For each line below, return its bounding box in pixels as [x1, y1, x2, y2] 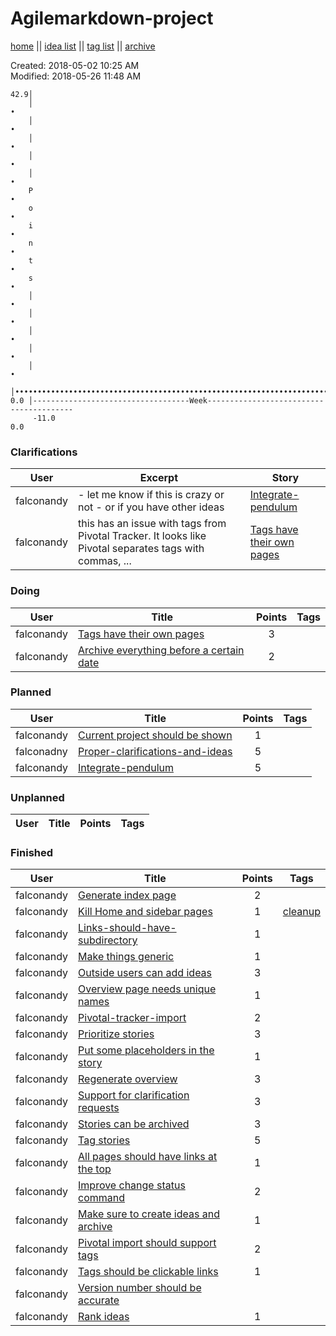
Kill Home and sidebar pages [78, 905, 213, 919]
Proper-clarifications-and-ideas [78, 744, 233, 758]
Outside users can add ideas [78, 966, 213, 980]
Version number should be [78, 1281, 202, 1295]
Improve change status [78, 1178, 186, 1192]
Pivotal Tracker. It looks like [78, 529, 207, 543]
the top [78, 1162, 112, 1176]
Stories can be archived [78, 1117, 190, 1131]
